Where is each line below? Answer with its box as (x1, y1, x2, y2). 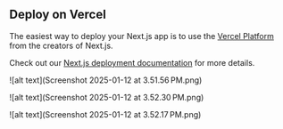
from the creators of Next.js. (9, 40, 113, 51)
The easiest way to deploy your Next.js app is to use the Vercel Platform (9, 30, 275, 41)
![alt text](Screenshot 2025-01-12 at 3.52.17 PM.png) (9, 109, 202, 119)
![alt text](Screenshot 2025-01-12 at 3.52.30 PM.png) (9, 92, 204, 102)
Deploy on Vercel (9, 7, 107, 22)
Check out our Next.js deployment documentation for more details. (9, 57, 255, 68)
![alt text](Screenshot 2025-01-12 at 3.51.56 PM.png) (9, 75, 203, 85)
